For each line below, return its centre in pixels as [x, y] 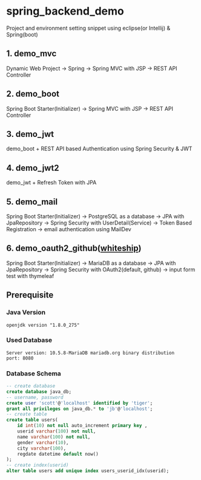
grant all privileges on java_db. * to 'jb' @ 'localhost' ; [80, 409]
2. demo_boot [33, 94]
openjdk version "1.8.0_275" [43, 325]
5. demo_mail [32, 202]
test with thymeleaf [30, 276]
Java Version [26, 313]
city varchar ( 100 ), [42, 448]
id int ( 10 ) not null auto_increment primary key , [82, 426]
